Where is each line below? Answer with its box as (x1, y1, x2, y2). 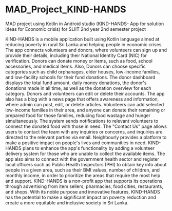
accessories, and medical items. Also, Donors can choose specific (5, 63, 146, 69)
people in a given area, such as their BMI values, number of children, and (5, 167, 160, 173)
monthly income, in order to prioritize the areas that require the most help (5, 172, 161, 178)
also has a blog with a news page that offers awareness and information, (5, 96, 159, 102)
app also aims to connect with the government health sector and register (5, 156, 159, 162)
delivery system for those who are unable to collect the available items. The (5, 150, 165, 157)
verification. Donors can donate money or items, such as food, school (5, 57, 153, 64)
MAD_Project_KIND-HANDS (5, 4, 127, 15)
